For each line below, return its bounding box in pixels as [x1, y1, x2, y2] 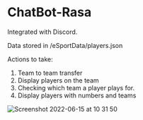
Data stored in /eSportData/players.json [7, 41, 123, 49]
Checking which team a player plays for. [17, 83, 135, 92]
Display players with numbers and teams [17, 91, 137, 100]
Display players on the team [17, 76, 99, 85]
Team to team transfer [17, 68, 83, 77]
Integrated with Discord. [7, 28, 78, 36]
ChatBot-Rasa [7, 4, 92, 20]
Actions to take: [7, 54, 53, 64]
